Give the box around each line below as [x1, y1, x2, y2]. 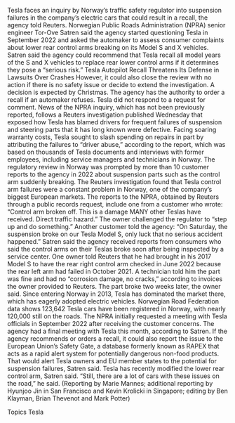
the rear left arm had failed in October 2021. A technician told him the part [7, 267, 221, 275]
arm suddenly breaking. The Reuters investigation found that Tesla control [7, 178, 222, 186]
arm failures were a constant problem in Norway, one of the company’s [7, 186, 213, 193]
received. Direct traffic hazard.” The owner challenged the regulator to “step [7, 215, 227, 223]
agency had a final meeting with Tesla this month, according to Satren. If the [7, 327, 228, 335]
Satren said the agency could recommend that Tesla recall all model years [7, 51, 221, 59]
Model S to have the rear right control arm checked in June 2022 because [7, 260, 222, 268]
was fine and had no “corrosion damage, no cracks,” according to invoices [7, 275, 223, 283]
